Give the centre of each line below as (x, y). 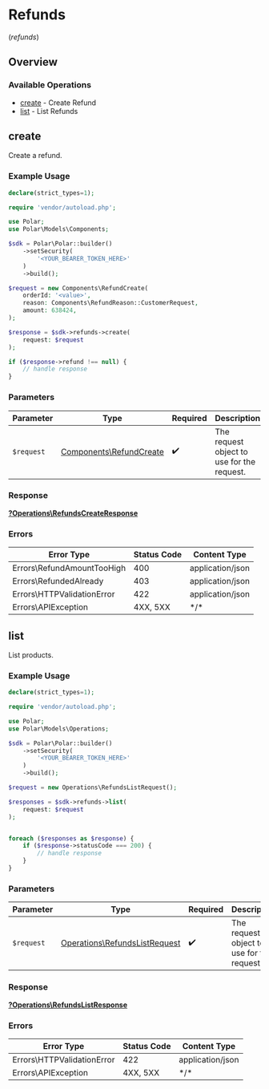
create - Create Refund (58, 103)
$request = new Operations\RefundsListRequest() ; (93, 787)
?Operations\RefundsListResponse (68, 1005)
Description (238, 418)
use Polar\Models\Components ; (59, 229)
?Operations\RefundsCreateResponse (73, 513)
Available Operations (50, 85)
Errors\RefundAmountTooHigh (69, 569)
